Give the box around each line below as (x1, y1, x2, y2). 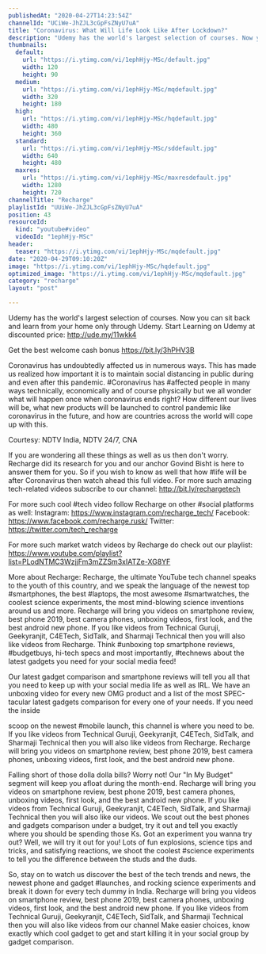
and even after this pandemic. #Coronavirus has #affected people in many (8, 377, 251, 387)
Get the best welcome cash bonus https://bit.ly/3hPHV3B (8, 346, 196, 354)
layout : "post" (8, 285, 59, 293)
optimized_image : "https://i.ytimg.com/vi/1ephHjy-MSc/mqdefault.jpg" (8, 270, 246, 278)
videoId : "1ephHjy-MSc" (15, 233, 93, 241)
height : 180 (22, 100, 62, 108)
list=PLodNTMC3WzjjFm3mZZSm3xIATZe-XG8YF (8, 557, 171, 566)
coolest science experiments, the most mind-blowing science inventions (8, 598, 245, 607)
